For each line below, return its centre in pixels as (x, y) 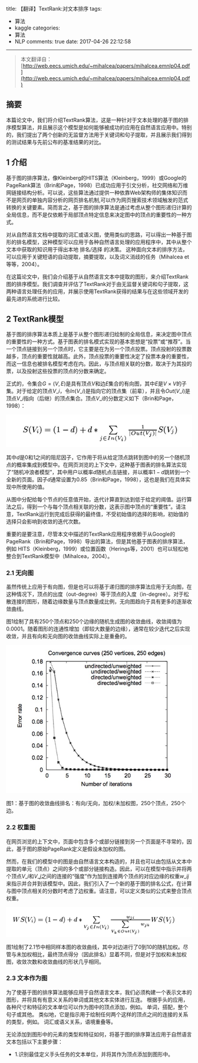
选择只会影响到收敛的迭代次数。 (45, 521)
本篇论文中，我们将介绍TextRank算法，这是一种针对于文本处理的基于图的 (95, 120)
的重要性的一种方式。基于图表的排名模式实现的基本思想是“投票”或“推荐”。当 (98, 342)
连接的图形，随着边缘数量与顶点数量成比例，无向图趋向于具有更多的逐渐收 (101, 602)
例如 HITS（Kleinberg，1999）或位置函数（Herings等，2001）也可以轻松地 (97, 549)
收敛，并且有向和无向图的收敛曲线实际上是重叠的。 (68, 637)
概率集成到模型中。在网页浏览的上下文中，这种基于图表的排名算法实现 (101, 464)
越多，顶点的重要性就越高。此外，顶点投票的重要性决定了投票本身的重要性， (99, 356)
